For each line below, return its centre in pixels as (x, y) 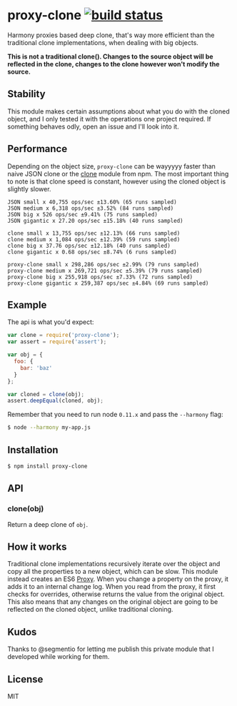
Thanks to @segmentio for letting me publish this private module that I (111, 649)
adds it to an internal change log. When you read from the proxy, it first (112, 587)
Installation (33, 450)
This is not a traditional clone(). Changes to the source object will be (110, 56)
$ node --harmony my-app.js (49, 428)
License (25, 679)
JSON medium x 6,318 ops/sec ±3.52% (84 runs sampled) (91, 208)
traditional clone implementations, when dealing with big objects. (103, 42)
